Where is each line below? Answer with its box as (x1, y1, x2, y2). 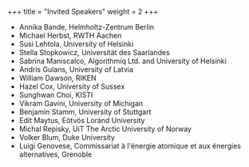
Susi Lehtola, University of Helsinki (18, 39, 134, 49)
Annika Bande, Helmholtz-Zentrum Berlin (18, 22, 155, 31)
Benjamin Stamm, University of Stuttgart (18, 107, 152, 117)
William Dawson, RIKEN (18, 74, 97, 82)
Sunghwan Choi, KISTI (18, 90, 93, 99)
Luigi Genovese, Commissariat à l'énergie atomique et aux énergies (18, 141, 241, 150)
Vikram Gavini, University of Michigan (18, 99, 144, 108)
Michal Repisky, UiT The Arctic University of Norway (18, 124, 192, 133)
